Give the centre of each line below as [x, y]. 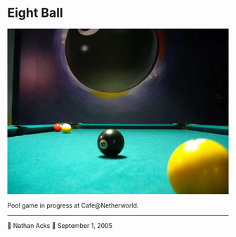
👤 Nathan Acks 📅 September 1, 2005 [60, 225]
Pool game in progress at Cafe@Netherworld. [73, 205]
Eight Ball [35, 13]
